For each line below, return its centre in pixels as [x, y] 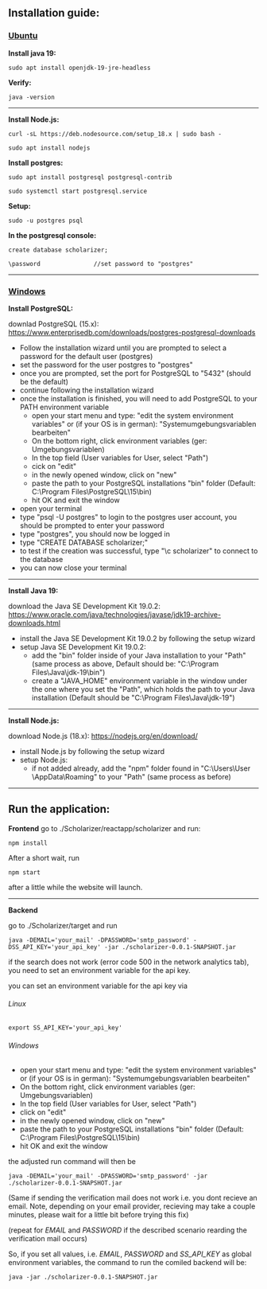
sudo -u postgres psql [46, 221]
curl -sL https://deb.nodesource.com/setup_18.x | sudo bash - [115, 134]
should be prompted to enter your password [92, 525]
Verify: [20, 82]
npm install [28, 843]
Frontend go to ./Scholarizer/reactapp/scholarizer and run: [104, 828]
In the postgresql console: [52, 235]
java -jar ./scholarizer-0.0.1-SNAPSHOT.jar [83, 1277]
